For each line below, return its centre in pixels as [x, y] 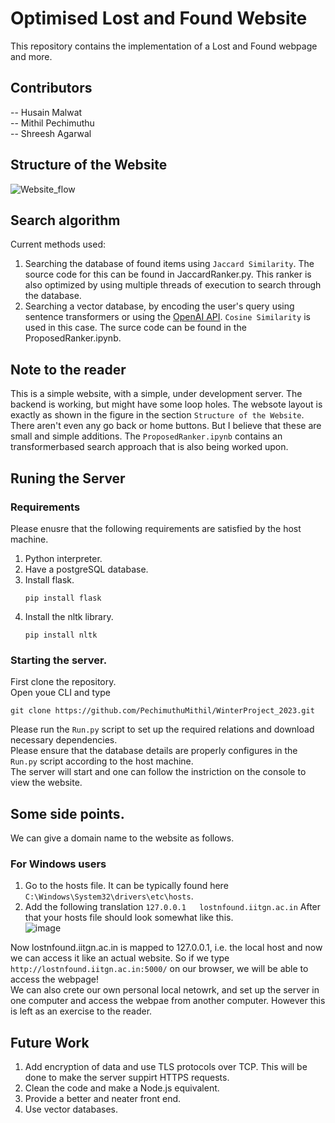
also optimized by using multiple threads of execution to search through [173, 285]
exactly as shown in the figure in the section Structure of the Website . [157, 415]
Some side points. [67, 813]
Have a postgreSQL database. [86, 569]
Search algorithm [65, 220]
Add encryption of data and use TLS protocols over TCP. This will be [166, 1067]
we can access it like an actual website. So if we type [120, 958]
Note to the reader [68, 369]
